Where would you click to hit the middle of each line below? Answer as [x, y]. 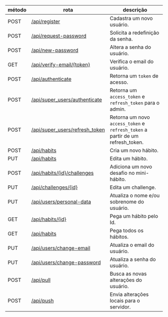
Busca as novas [128, 274]
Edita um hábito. [129, 158]
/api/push [42, 301]
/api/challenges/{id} [54, 187]
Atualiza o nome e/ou [135, 196]
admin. [118, 109]
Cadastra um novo [131, 18]
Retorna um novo [130, 117]
